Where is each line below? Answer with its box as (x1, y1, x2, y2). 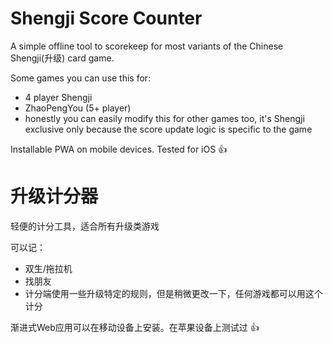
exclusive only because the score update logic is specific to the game (24, 123, 313, 135)
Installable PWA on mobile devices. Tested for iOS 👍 (10, 143, 228, 155)
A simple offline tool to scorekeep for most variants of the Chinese (10, 40, 284, 52)
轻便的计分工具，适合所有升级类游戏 (10, 220, 160, 232)
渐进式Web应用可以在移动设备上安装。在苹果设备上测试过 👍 (10, 321, 260, 333)
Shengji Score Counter (10, 7, 203, 30)
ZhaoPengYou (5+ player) (24, 102, 132, 114)
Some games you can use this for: (10, 72, 152, 84)
